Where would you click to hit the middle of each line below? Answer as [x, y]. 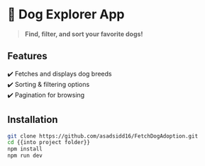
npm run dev [25, 156]
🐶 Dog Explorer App [66, 14]
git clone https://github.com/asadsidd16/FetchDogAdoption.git [103, 136]
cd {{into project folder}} [49, 143]
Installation [33, 120]
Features [27, 56]
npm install [25, 149]
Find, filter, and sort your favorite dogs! [84, 34]
